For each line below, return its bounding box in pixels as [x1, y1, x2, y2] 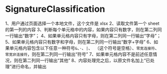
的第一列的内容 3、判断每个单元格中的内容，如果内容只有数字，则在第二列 [5, 26, 158, 33]
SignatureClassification [5, 3, 106, 15]
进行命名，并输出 [11, 63, 47, 70]
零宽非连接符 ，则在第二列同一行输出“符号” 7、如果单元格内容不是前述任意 [5, 51, 153, 57]
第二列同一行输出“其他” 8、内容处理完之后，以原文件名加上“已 [22, 57, 151, 63]
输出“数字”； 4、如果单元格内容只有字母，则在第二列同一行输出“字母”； [13, 33, 161, 38]
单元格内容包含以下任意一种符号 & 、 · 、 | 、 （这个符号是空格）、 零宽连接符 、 [9, 45, 160, 51]
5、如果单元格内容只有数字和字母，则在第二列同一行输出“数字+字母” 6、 [5, 38, 154, 45]
